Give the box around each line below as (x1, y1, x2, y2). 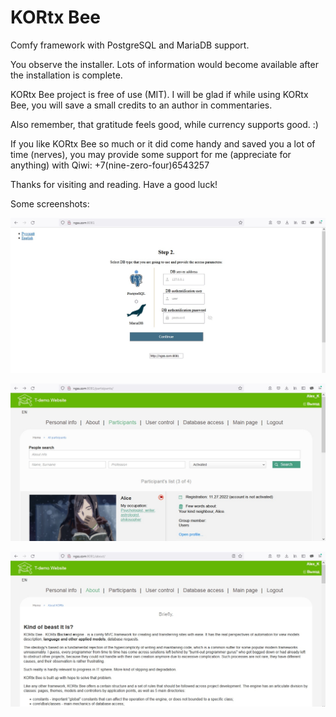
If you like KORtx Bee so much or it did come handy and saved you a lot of (10, 137, 316, 150)
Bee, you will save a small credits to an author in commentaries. (10, 99, 273, 111)
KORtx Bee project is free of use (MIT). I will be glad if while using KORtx (10, 88, 309, 100)
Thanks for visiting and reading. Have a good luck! (10, 178, 218, 190)
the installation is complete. (10, 69, 123, 81)
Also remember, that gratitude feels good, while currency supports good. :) (10, 118, 319, 130)
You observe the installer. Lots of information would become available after (10, 58, 319, 70)
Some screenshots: (10, 197, 90, 210)
